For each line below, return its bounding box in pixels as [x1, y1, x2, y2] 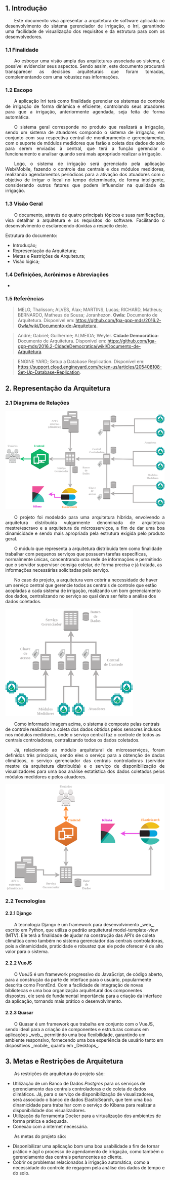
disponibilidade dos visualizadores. [12, 1107, 86, 1113]
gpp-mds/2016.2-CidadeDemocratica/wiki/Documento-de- [17, 343, 141, 349]
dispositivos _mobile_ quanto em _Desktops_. [5, 1043, 100, 1049]
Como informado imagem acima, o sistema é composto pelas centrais [14, 721, 160, 727]
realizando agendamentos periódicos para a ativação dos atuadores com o [5, 172, 165, 178]
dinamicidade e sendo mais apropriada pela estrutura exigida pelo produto [5, 530, 165, 536]
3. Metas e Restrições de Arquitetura [5, 1057, 123, 1066]
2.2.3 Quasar [5, 1010, 34, 1016]
